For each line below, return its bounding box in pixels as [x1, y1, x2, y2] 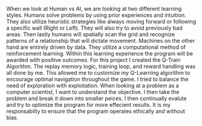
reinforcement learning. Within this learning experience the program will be [6, 50, 194, 57]
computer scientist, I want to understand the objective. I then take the [6, 89, 180, 95]
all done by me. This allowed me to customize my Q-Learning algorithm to [6, 69, 191, 76]
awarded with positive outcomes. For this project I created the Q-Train [6, 57, 181, 63]
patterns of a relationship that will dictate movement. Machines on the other [6, 37, 195, 44]
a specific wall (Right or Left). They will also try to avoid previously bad [6, 24, 183, 31]
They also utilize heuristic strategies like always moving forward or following [6, 18, 197, 25]
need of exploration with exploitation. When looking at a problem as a [6, 82, 180, 89]
